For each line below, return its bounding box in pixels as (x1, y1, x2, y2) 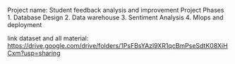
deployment (7, 21, 42, 29)
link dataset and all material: (7, 34, 89, 42)
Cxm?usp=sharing (7, 49, 61, 57)
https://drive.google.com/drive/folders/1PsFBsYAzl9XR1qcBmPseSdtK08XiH (7, 42, 228, 49)
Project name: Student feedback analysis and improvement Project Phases (7, 6, 224, 14)
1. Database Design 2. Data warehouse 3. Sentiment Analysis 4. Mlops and (7, 13, 224, 22)
